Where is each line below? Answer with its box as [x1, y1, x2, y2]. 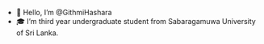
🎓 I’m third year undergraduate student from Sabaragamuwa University [15, 17, 256, 26]
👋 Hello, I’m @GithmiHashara [15, 8, 112, 17]
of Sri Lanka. [15, 28, 59, 38]
